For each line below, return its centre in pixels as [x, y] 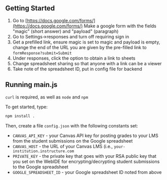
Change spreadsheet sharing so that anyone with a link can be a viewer [87, 63]
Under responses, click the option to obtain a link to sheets [74, 58]
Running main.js [31, 85]
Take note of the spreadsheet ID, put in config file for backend [77, 69]
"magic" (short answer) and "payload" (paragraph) [66, 31]
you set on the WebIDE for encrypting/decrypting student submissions [86, 161]
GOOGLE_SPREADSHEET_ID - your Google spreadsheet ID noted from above [87, 172]
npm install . [20, 116]
